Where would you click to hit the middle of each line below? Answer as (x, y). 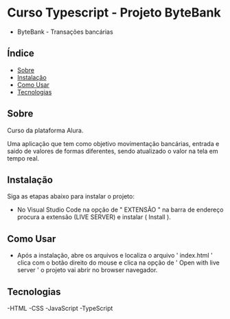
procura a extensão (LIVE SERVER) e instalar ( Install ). (94, 217)
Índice (21, 53)
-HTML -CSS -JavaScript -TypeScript (60, 308)
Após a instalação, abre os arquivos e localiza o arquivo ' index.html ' (115, 256)
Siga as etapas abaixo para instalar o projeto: (71, 196)
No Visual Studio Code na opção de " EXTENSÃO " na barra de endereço (120, 210)
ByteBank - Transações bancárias (65, 32)
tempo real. (23, 158)
